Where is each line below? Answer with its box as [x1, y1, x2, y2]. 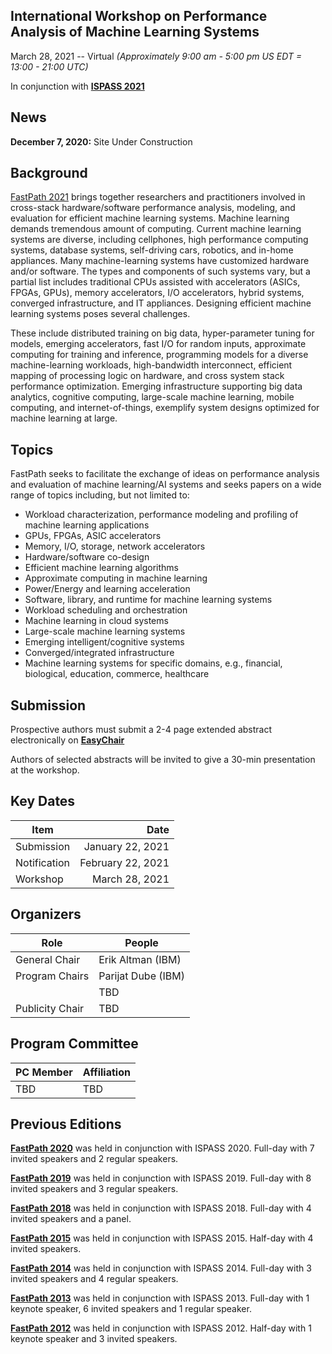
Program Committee [10, 1035, 139, 1053]
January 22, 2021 [83, 839, 170, 853]
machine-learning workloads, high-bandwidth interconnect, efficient [10, 359, 293, 371]
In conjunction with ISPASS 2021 [10, 80, 145, 92]
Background [10, 165, 88, 182]
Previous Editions [10, 1115, 122, 1133]
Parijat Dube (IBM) [98, 969, 185, 983]
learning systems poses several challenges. [10, 308, 191, 320]
